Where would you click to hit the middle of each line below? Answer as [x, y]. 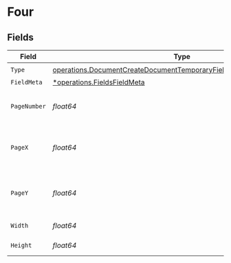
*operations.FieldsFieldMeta [99, 82]
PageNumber [28, 106]
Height [21, 245]
